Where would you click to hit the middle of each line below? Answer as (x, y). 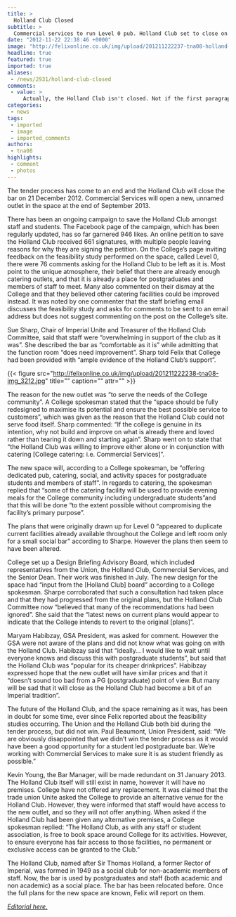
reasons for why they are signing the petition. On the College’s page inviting (117, 249)
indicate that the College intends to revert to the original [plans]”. (101, 622)
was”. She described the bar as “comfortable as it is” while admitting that (113, 344)
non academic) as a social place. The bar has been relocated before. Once (115, 885)
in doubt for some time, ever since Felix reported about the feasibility (107, 716)
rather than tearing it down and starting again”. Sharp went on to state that (115, 439)
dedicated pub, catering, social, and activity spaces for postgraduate (107, 475)
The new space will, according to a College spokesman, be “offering (106, 467)
